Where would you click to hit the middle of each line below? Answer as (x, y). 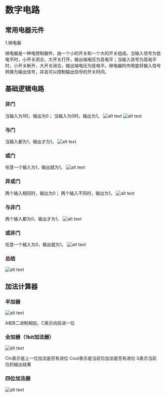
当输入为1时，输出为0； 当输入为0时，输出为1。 (54, 116)
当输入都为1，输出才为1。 (31, 141)
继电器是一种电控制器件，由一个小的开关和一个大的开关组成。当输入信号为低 (83, 53)
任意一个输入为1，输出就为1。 (35, 167)
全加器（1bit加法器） (30, 337)
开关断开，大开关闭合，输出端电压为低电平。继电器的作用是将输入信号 (89, 66)
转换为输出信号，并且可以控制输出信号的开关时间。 (57, 72)
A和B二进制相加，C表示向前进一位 (40, 323)
